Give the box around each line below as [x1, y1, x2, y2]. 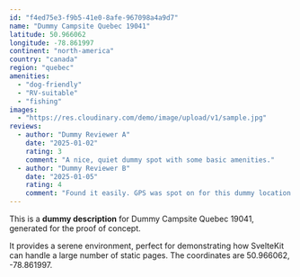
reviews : [9, 122, 42, 131]
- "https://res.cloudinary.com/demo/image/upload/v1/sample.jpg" [17, 113, 268, 122]
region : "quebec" [9, 64, 75, 73]
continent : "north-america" [9, 47, 115, 56]
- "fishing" [17, 96, 63, 106]
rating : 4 [25, 181, 63, 190]
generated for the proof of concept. [9, 223, 141, 234]
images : [9, 105, 39, 114]
